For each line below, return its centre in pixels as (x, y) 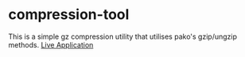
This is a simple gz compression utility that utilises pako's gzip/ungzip (122, 36)
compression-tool (69, 15)
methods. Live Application (51, 44)
